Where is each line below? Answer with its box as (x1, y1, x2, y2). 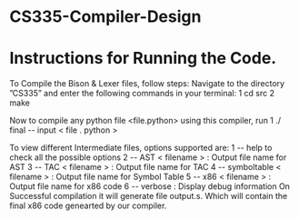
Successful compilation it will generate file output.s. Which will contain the (9, 191, 288, 202)
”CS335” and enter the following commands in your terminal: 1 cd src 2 (9, 88, 275, 99)
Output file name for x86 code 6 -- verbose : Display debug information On (9, 181, 291, 192)
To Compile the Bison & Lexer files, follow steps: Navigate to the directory (9, 78, 284, 89)
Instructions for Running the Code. (9, 48, 277, 69)
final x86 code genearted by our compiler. (9, 200, 167, 211)
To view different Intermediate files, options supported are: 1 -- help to (9, 143, 273, 154)
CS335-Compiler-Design (9, 6, 202, 27)
